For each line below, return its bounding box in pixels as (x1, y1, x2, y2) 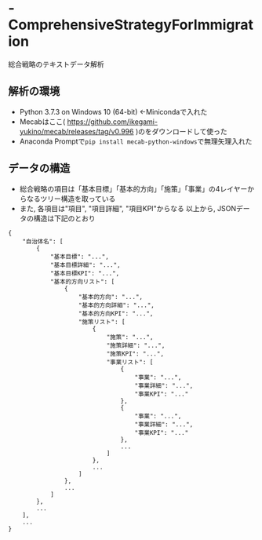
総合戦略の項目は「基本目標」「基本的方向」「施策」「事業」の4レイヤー (19, 184, 248, 193)
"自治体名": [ (22, 237, 64, 246)
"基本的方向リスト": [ (49, 278, 115, 286)
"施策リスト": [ (78, 318, 126, 326)
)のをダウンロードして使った (135, 126, 227, 136)
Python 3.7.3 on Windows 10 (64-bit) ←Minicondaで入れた (19, 107, 208, 116)
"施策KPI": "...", (106, 349, 165, 358)
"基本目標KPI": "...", (49, 269, 120, 277)
